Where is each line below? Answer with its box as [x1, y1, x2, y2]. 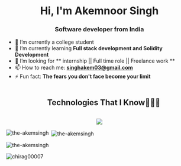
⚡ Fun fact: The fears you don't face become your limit [14, 73, 151, 80]
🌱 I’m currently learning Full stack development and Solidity [14, 45, 163, 52]
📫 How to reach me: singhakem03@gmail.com [14, 64, 133, 71]
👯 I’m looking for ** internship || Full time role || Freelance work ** [14, 57, 176, 64]
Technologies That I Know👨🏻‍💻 [47, 97, 161, 108]
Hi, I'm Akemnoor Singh [40, 4, 159, 18]
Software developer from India [54, 25, 144, 34]
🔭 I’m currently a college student [14, 38, 94, 45]
